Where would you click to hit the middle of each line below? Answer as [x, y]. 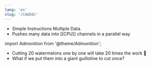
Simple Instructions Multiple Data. [47, 28]
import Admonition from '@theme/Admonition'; [53, 43]
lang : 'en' [16, 10]
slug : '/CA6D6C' [21, 14]
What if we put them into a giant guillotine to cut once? [68, 58]
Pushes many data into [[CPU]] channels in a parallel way [71, 34]
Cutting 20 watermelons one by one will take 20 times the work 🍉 [79, 53]
